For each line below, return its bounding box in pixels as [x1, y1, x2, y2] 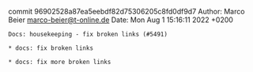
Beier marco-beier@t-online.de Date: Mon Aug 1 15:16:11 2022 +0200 [8, 15, 233, 25]
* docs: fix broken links [8, 44, 93, 52]
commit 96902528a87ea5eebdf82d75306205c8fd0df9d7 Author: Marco [8, 7, 245, 16]
